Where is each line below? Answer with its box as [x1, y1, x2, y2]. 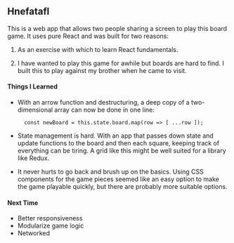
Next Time [7, 198, 39, 206]
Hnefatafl [7, 6, 50, 18]
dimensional [17, 105, 53, 114]
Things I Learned [7, 82, 58, 91]
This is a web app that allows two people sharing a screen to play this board [7, 24, 227, 32]
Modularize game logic [17, 221, 84, 230]
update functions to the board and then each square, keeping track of [17, 139, 220, 147]
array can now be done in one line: [54, 105, 155, 114]
